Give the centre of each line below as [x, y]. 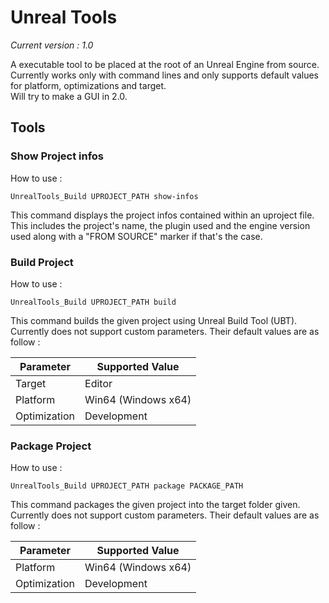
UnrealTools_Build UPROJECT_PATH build [93, 302]
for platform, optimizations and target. [88, 85]
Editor [98, 383]
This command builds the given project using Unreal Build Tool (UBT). [154, 320]
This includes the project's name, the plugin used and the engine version [160, 225]
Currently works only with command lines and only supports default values [164, 75]
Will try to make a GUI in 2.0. [69, 96]
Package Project [51, 446]
